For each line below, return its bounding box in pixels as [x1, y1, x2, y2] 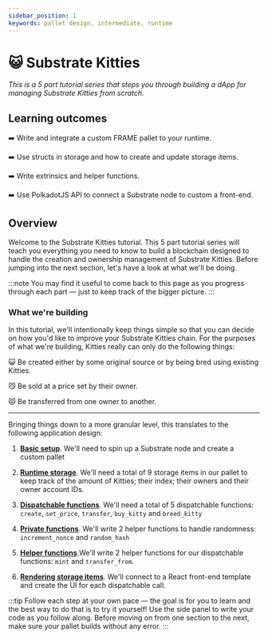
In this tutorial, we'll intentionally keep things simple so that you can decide [8, 325, 255, 335]
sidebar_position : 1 [8, 11, 77, 20]
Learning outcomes [8, 111, 108, 125]
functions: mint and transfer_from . [19, 557, 134, 566]
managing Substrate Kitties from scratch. [8, 89, 145, 98]
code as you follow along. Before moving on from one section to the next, [8, 613, 250, 623]
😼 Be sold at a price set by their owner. [8, 381, 138, 391]
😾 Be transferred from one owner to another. [8, 397, 157, 407]
